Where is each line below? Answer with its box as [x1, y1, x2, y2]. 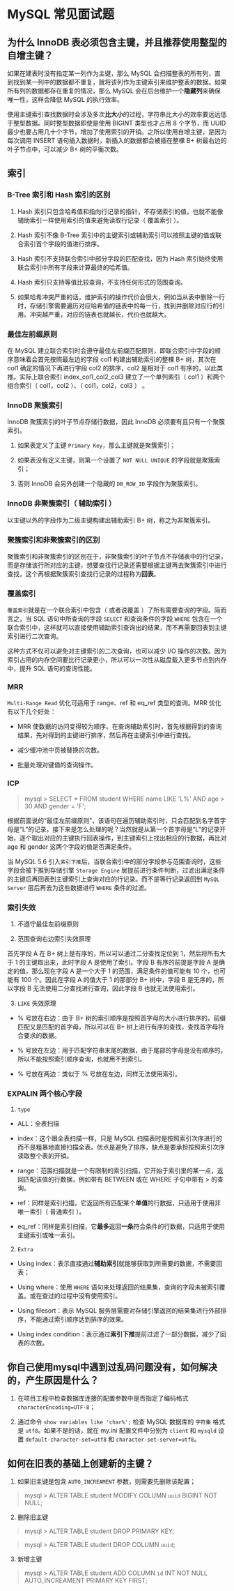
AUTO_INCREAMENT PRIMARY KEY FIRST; [24, 1576, 148, 1584]
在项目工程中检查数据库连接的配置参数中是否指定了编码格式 [17, 1394, 189, 1403]
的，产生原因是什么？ [7, 1374, 99, 1386]
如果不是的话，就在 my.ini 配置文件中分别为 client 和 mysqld [44, 1426, 217, 1435]
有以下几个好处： [7, 707, 56, 716]
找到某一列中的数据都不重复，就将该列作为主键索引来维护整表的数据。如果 [13, 78, 227, 86]
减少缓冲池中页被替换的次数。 [17, 746, 103, 754]
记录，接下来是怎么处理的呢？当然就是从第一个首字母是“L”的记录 [33, 824, 220, 834]
